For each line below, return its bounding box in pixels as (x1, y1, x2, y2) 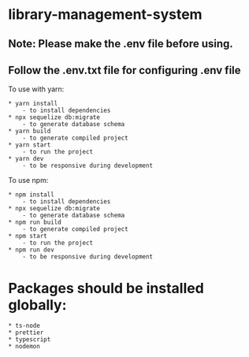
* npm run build (8, 218, 61, 226)
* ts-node (8, 322, 41, 330)
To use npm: (8, 176, 49, 185)
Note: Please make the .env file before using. (8, 37, 234, 50)
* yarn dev (8, 155, 44, 163)
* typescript (8, 336, 51, 344)
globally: (8, 296, 67, 314)
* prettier (8, 329, 44, 337)
